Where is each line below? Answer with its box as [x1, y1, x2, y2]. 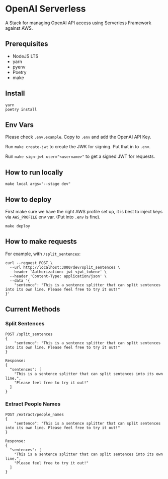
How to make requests [5, 237, 77, 246]
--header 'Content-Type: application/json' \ [10, 273, 107, 279]
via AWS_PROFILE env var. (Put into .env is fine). [5, 214, 101, 220]
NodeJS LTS [12, 53, 39, 59]
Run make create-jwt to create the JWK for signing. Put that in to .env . [5, 144, 151, 150]
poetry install [5, 107, 37, 112]
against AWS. [5, 25, 33, 31]
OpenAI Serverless [5, 3, 87, 15]
